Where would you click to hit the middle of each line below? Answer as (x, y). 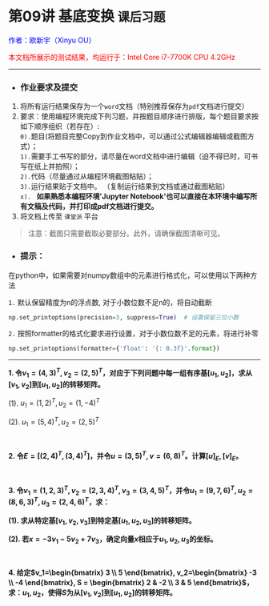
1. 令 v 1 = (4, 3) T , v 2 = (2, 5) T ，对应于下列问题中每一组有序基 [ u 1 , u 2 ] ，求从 (130, 373)
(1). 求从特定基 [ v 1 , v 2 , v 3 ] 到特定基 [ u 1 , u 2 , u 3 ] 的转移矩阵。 (102, 521)
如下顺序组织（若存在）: (60, 126)
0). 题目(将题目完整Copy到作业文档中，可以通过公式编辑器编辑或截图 (134, 136)
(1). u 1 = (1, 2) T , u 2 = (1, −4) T (54, 403)
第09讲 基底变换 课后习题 (87, 16)
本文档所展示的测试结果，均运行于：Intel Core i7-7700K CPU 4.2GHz (122, 57)
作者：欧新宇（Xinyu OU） (52, 40)
